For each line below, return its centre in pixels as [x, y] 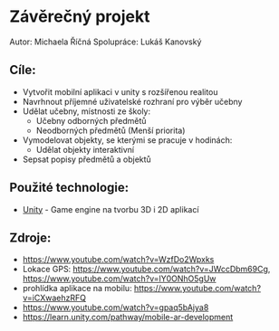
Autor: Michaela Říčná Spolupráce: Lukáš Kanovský [106, 42]
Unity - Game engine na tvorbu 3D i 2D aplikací [111, 209]
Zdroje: [30, 237]
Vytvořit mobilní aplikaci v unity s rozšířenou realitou [120, 91]
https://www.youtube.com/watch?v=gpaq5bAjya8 [115, 307]
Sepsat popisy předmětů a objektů [87, 159]
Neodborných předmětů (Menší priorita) [111, 130]
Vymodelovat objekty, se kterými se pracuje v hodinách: [127, 140]
